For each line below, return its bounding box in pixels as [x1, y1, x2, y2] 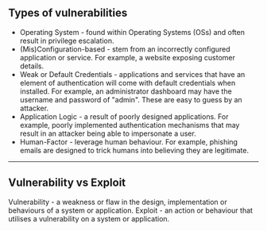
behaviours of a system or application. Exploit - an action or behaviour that [8, 206, 253, 215]
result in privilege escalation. [19, 36, 114, 45]
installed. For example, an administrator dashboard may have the [19, 87, 232, 96]
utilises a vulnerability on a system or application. [8, 214, 170, 223]
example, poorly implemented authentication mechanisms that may [19, 120, 240, 129]
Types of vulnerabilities [8, 6, 128, 20]
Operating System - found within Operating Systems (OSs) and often [19, 27, 245, 37]
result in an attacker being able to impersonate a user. [19, 129, 196, 138]
